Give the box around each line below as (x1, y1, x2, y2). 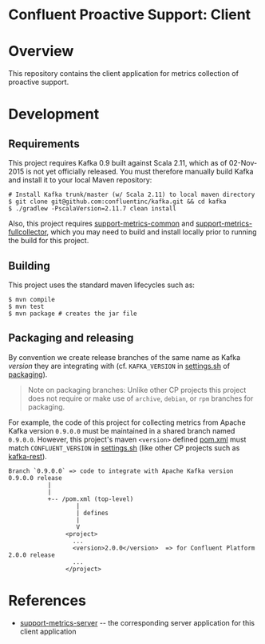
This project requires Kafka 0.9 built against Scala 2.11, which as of (8, 158, 227, 168)
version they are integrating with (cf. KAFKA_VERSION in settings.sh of (8, 361, 230, 370)
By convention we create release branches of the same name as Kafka (8, 352, 241, 362)
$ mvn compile (8, 295, 56, 303)
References (8, 591, 86, 610)
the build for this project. (8, 236, 89, 246)
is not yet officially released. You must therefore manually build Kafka (26, 166, 254, 177)
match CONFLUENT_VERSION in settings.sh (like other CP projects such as (8, 442, 240, 453)
